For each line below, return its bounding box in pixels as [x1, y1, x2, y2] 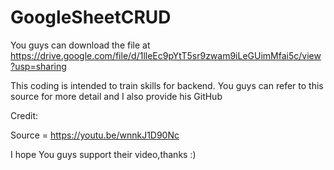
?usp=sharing [10, 60, 67, 72]
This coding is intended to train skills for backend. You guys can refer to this [10, 79, 324, 91]
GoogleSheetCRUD [10, 6, 172, 29]
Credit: [10, 109, 39, 121]
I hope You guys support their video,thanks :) [10, 148, 197, 160]
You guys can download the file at [10, 39, 151, 51]
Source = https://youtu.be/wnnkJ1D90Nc [10, 129, 180, 141]
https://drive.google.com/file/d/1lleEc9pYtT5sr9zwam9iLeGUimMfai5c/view [10, 49, 322, 61]
